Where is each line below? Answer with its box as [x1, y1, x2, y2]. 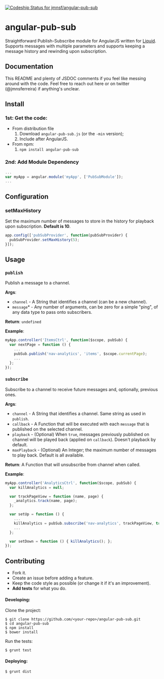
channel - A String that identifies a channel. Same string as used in [12, 411, 146, 416]
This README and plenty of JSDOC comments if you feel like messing [5, 75, 146, 81]
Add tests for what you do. [12, 586, 67, 591]
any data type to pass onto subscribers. [12, 309, 93, 315]
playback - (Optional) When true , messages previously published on [12, 431, 150, 437]
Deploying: [5, 658, 28, 664]
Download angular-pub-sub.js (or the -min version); [19, 131, 124, 137]
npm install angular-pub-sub [19, 147, 79, 153]
